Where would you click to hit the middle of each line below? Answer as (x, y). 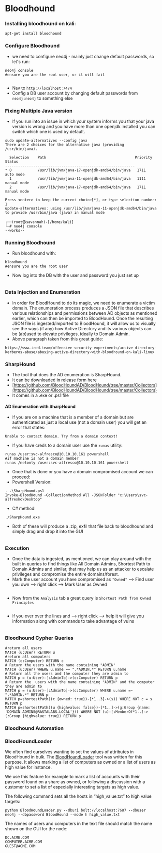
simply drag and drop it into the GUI (47, 531)
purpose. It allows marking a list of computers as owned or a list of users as (81, 762)
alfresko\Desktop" (23, 499)
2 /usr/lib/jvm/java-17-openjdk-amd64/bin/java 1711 (78, 187)
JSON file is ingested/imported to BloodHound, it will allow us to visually (84, 323)
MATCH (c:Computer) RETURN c (34, 661)
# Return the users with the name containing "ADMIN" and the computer (80, 682)
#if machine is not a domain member (42, 459)
